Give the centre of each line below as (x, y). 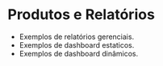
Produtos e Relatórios (81, 15)
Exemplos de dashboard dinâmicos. (79, 53)
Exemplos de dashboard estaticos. (77, 45)
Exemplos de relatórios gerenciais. (77, 37)
